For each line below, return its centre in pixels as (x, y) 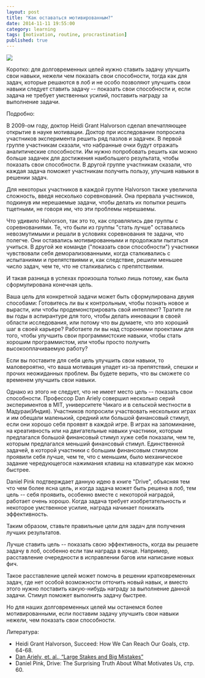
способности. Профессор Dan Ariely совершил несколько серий (91, 398)
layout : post (23, 12)
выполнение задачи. (33, 102)
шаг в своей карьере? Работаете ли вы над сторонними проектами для (100, 329)
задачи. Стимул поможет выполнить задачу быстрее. (76, 595)
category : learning (31, 29)
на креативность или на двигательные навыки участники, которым (94, 431)
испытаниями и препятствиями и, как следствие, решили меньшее (95, 260)
